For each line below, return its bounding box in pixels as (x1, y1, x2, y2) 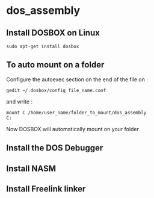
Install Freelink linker (6, 184, 86, 194)
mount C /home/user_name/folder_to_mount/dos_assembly (6, 110, 147, 116)
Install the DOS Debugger (6, 143, 103, 153)
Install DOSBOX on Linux (6, 28, 100, 38)
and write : (6, 97, 33, 105)
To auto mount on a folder (6, 60, 105, 70)
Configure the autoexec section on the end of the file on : (6, 76, 149, 83)
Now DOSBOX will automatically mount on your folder (6, 125, 140, 132)
